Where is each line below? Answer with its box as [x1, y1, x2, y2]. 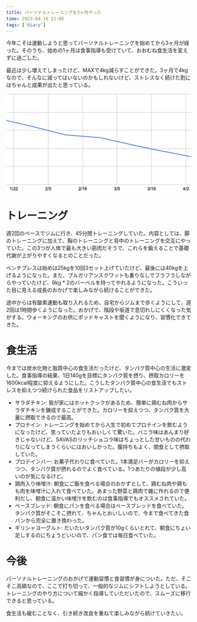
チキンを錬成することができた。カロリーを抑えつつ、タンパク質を [25, 406, 185, 413]
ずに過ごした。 [6, 54, 42, 61]
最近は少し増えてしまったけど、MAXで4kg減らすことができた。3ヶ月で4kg [6, 67, 188, 74]
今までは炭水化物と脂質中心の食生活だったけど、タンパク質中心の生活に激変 [6, 364, 192, 371]
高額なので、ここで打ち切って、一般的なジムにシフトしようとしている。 [16, 582, 191, 589]
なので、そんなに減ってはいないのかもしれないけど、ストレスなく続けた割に [6, 74, 191, 81]
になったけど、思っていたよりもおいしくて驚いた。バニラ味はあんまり [14, 428, 184, 435]
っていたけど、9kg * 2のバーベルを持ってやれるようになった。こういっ [16, 279, 188, 286]
